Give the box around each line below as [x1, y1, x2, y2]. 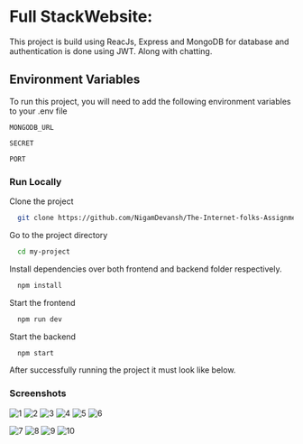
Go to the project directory [9, 229, 108, 240]
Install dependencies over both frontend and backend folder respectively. [9, 264, 282, 274]
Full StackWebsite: [9, 6, 153, 27]
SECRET [9, 138, 34, 148]
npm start [17, 348, 54, 357]
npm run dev [17, 314, 63, 324]
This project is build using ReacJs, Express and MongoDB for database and [9, 36, 289, 47]
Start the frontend [9, 297, 76, 308]
